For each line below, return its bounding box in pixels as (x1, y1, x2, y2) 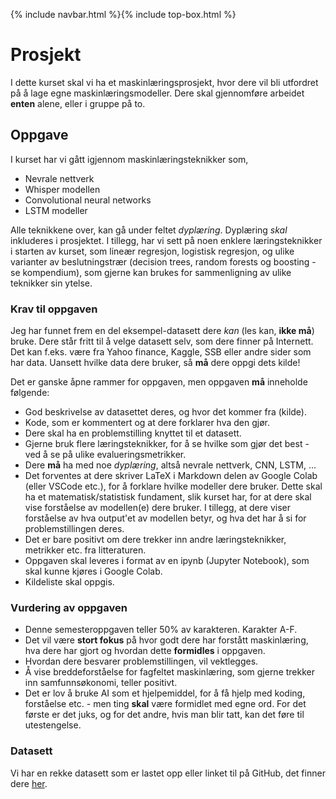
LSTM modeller (24, 204, 88, 216)
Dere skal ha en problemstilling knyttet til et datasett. (24, 427, 242, 439)
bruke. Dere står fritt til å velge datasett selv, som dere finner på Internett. (10, 335, 314, 348)
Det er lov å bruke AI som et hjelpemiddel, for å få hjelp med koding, (24, 687, 306, 699)
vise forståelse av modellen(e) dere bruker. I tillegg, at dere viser (24, 502, 291, 514)
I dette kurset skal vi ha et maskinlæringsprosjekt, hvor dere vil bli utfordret (10, 76, 319, 88)
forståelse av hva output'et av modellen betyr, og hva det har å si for (24, 512, 307, 524)
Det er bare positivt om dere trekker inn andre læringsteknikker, (24, 534, 287, 546)
